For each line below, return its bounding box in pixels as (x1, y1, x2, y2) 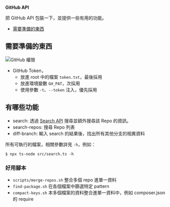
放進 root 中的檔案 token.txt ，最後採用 (20, 74, 103, 80)
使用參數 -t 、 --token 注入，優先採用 (20, 86, 97, 93)
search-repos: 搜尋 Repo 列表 (12, 124, 75, 130)
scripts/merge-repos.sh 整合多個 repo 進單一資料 (12, 176, 117, 183)
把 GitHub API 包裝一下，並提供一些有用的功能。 (5, 15, 107, 21)
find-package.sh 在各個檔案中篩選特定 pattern (12, 183, 109, 189)
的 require (12, 196, 34, 202)
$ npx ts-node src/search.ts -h (5, 151, 74, 156)
